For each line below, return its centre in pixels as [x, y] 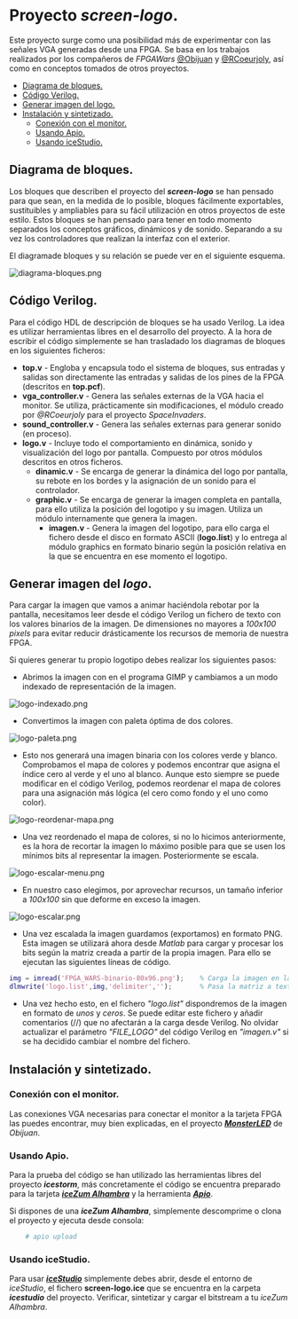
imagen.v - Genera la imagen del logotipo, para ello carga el [159, 528]
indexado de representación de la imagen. [99, 687]
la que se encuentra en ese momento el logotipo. [138, 556]
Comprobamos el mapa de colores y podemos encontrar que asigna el [151, 765]
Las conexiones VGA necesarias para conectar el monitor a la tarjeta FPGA [145, 1113]
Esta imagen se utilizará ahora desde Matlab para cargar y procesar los [153, 943]
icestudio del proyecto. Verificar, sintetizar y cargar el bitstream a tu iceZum [149, 1298]
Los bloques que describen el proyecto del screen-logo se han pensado [142, 191]
